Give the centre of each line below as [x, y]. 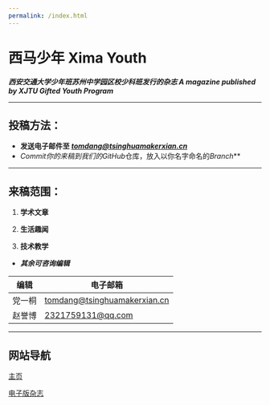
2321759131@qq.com [89, 315]
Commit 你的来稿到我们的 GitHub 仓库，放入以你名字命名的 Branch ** [130, 156]
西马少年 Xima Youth [78, 58]
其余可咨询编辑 [45, 263]
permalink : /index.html [48, 16]
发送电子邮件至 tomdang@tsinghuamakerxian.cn [104, 146]
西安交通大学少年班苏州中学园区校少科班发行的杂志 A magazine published [132, 82]
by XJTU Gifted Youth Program [61, 91]
